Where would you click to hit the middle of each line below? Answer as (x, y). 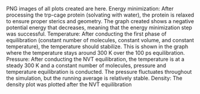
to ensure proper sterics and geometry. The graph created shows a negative (100, 21)
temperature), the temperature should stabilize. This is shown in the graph (97, 46)
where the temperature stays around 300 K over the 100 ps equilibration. (96, 53)
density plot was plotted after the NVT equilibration (69, 84)
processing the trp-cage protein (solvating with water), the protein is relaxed (100, 15)
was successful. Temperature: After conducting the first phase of (87, 34)
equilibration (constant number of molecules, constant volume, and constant (100, 40)
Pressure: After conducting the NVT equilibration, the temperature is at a (96, 59)
